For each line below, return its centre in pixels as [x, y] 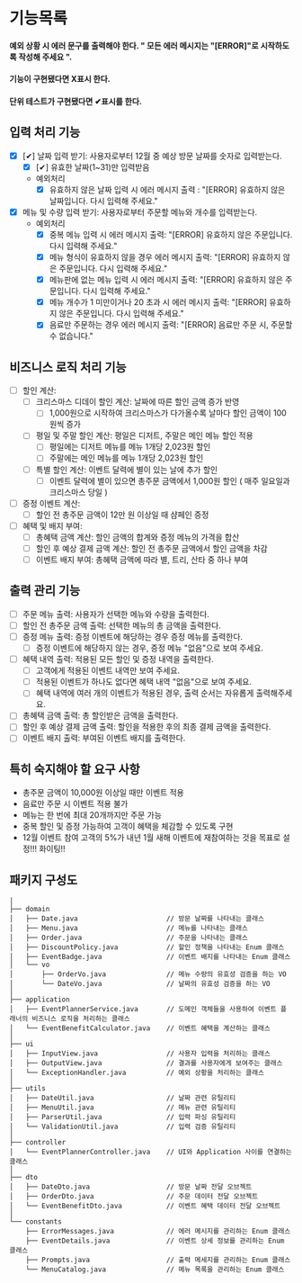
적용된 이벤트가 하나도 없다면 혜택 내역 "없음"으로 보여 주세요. [144, 682]
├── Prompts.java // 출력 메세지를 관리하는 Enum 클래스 [158, 1261]
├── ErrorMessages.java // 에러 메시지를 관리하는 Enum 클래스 [158, 1232]
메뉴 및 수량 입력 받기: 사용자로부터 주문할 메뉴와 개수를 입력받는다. [140, 211]
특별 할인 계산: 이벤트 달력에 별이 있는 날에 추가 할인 [127, 470]
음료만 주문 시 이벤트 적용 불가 [75, 804]
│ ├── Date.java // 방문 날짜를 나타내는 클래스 [137, 919]
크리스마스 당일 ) [78, 492]
